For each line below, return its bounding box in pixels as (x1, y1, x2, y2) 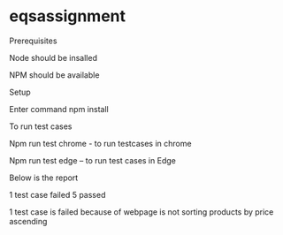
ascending (9, 216, 48, 226)
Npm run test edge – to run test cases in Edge (9, 155, 177, 165)
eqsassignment (9, 6, 126, 27)
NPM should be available (9, 69, 100, 80)
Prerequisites (9, 35, 57, 46)
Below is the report (9, 172, 79, 183)
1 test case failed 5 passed (9, 189, 106, 200)
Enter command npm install (9, 103, 109, 114)
